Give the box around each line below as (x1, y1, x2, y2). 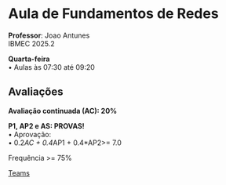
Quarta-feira (8, 54, 50, 63)
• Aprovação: (8, 129, 52, 139)
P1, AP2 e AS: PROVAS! (8, 121, 85, 130)
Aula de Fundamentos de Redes (8, 5, 219, 23)
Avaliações (8, 85, 64, 99)
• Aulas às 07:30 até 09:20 (8, 62, 96, 71)
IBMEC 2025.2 (8, 38, 55, 48)
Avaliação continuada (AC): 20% (8, 106, 118, 115)
